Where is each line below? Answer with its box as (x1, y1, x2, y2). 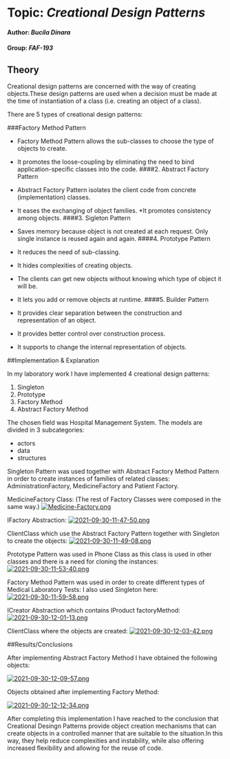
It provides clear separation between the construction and (17, 309, 182, 317)
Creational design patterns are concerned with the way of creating (7, 82, 196, 90)
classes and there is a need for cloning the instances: (7, 557, 158, 566)
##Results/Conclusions (7, 640, 74, 648)
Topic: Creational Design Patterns (7, 5, 205, 21)
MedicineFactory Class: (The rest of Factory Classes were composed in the (7, 495, 222, 503)
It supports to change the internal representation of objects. (17, 343, 187, 352)
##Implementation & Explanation (7, 356, 100, 365)
